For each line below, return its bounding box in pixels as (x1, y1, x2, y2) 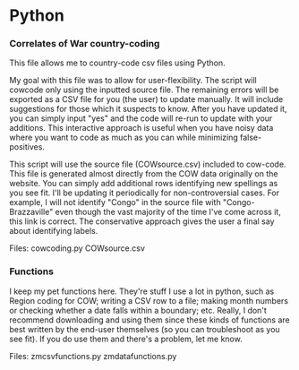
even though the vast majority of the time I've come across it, (55, 207, 282, 218)
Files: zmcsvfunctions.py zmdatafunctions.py (9, 350, 177, 361)
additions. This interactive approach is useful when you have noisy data (9, 123, 274, 133)
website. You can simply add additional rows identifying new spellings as (9, 178, 278, 189)
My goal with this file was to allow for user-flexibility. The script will (9, 75, 257, 86)
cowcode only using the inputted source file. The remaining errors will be (9, 84, 279, 95)
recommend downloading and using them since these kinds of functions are (9, 314, 290, 325)
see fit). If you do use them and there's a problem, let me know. (9, 333, 243, 344)
